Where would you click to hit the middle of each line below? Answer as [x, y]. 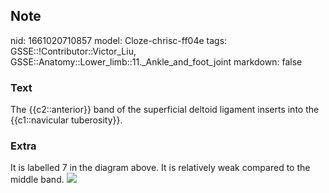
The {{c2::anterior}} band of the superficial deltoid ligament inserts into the [165, 110]
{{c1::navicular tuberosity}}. [66, 120]
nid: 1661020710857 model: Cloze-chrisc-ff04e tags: [119, 40]
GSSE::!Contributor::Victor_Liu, [73, 51]
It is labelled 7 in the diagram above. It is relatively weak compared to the [160, 168]
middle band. [37, 180]
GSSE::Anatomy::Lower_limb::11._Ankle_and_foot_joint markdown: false [156, 61]
